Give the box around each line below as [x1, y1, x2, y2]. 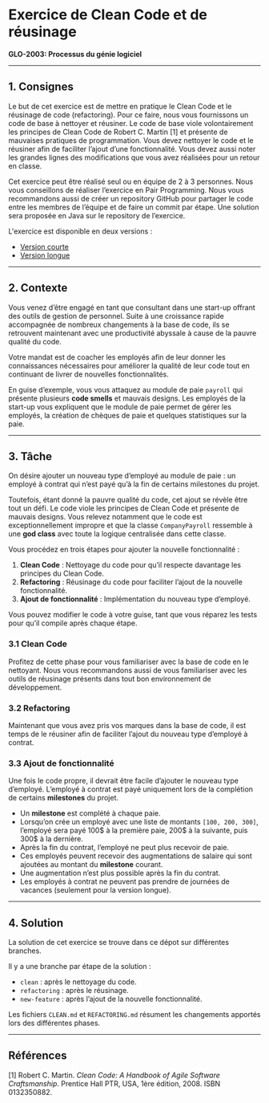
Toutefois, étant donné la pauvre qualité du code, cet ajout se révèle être [8, 495, 248, 505]
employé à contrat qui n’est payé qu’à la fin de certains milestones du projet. [8, 479, 260, 489]
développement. [8, 682, 62, 692]
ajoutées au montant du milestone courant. [19, 860, 163, 869]
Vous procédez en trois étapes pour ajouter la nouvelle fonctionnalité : [8, 544, 240, 555]
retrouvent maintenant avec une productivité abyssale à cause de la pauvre [8, 328, 257, 338]
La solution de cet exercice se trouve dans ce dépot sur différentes [8, 938, 230, 947]
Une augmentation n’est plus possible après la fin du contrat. [19, 869, 221, 878]
